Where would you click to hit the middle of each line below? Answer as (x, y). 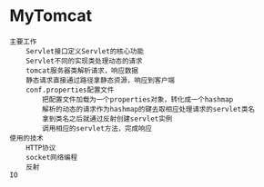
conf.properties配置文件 (70, 90)
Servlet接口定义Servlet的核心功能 (85, 51)
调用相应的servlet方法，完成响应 (97, 128)
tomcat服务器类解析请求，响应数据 (82, 70)
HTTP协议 (41, 148)
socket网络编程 (52, 157)
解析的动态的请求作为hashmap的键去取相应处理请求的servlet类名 (148, 109)
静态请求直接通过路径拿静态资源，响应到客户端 (101, 80)
